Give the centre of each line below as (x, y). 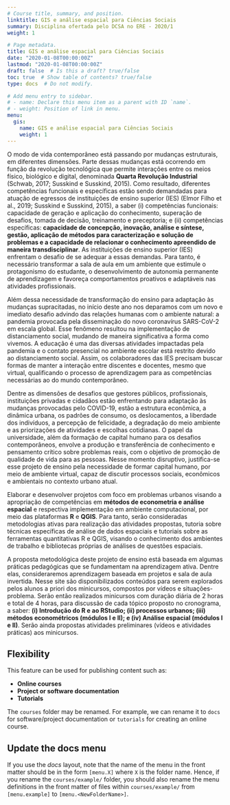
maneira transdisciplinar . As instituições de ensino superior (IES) (100, 249)
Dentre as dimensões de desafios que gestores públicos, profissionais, (107, 393)
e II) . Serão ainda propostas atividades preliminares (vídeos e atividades (109, 625)
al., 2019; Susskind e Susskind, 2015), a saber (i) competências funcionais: (113, 205)
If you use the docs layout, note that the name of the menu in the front (106, 765)
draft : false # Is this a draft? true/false (73, 71)
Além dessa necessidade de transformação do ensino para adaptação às (111, 299)
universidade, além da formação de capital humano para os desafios (104, 437)
